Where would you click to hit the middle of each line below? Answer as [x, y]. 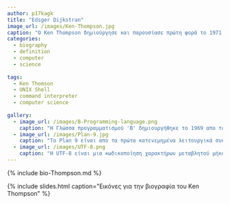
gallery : [20, 115]
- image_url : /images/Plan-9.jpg [61, 134]
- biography [30, 45]
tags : [15, 77]
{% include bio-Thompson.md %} [54, 173]
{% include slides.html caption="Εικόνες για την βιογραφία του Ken [103, 186]
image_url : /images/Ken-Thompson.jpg [61, 26]
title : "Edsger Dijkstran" [46, 20]
